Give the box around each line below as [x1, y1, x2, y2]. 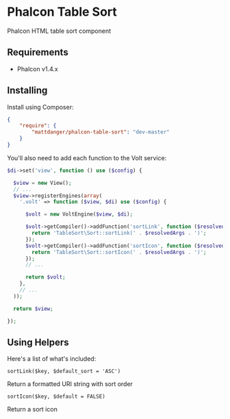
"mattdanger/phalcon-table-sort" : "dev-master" [31, 129, 170, 136]
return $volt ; [25, 274, 66, 281]
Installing [7, 85, 48, 97]
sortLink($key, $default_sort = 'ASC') [7, 368, 121, 375]
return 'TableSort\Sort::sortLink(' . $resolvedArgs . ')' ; [31, 230, 207, 237]
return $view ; [13, 305, 53, 312]
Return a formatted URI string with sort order [7, 380, 133, 388]
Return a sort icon [7, 405, 58, 414]
